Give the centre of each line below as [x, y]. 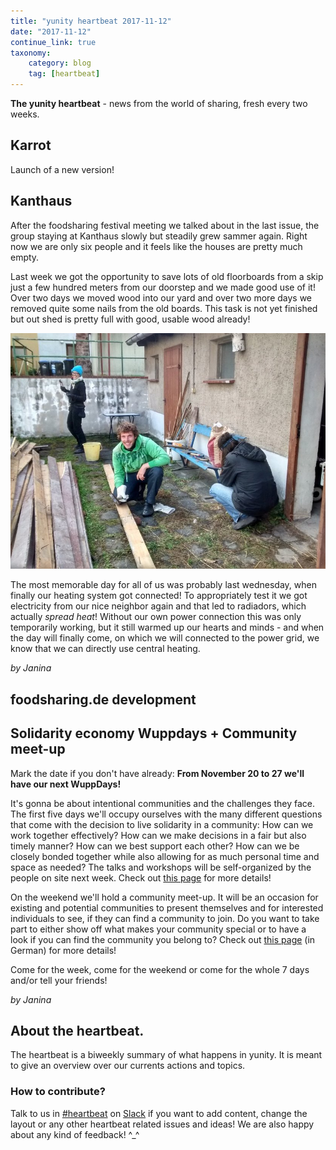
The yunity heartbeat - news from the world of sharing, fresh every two [159, 103]
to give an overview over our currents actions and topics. [128, 1066]
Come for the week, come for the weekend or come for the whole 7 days [160, 969]
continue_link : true [53, 42]
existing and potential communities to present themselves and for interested [167, 907]
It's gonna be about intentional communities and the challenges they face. [162, 803]
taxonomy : [31, 53]
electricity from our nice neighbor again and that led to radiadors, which [158, 606]
